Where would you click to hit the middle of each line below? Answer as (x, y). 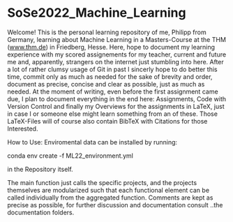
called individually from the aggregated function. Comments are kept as (110, 198)
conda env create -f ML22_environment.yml (70, 156)
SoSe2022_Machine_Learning (97, 13)
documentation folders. (41, 212)
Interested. (23, 128)
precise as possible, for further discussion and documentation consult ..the (115, 205)
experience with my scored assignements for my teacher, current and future (117, 54)
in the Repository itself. (40, 169)
